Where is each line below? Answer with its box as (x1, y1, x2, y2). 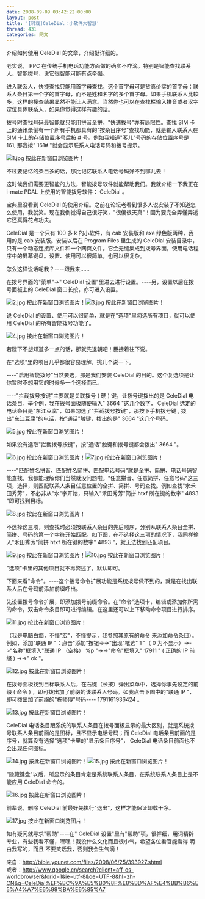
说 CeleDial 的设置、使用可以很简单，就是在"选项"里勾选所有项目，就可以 (6, 312, 190, 319)
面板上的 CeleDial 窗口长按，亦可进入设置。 (11, 286, 121, 293)
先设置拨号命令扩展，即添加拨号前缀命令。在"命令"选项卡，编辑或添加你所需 (6, 598, 199, 605)
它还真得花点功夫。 (6, 216, 55, 224)
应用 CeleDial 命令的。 (11, 778, 68, 785)
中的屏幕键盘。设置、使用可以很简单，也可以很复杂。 (11, 252, 145, 260)
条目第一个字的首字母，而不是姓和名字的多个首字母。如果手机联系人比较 (16, 90, 199, 98)
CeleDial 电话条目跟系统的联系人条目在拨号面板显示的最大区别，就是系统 (6, 722, 189, 729)
